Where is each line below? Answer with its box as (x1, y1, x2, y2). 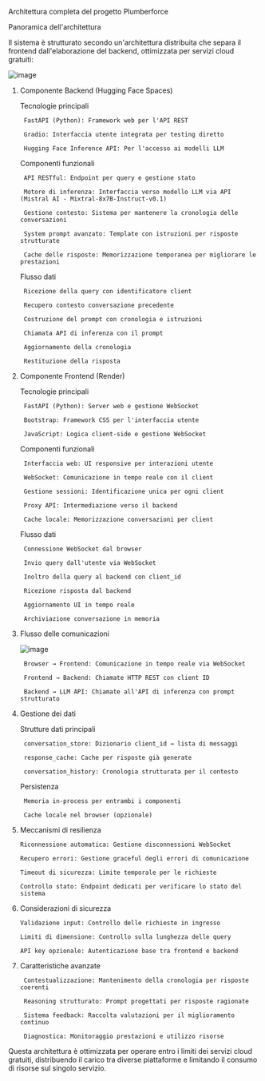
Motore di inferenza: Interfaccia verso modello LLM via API (23, 188, 231, 196)
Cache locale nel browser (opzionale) (23, 811, 153, 819)
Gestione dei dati (19, 709, 76, 718)
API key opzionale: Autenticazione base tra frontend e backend (19, 947, 239, 955)
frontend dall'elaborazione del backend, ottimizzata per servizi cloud (8, 46, 235, 55)
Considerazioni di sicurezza (19, 904, 112, 913)
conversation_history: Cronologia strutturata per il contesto (23, 768, 239, 776)
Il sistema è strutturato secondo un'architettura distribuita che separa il (8, 38, 242, 47)
